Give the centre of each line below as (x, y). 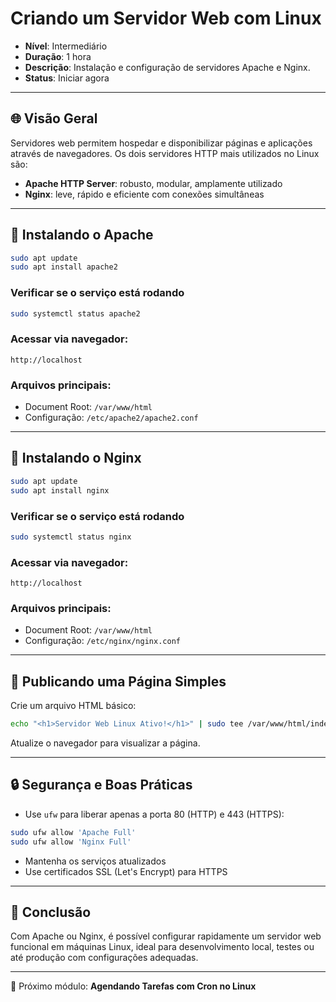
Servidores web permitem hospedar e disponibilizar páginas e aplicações (161, 143)
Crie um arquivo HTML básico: (73, 706)
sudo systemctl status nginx (71, 537)
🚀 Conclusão (51, 912)
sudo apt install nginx (60, 490)
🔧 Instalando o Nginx (76, 458)
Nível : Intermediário (66, 46)
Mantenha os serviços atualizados (95, 861)
